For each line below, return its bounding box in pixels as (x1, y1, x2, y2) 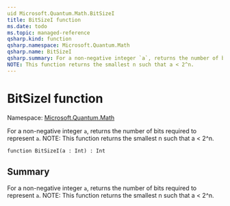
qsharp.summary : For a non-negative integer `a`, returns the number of (7, 55, 219, 62)
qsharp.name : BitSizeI (7, 49, 72, 56)
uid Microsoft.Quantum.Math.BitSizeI (7, 10, 115, 17)
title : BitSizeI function (7, 16, 81, 23)
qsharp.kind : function (7, 36, 72, 43)
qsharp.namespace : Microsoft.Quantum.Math (7, 42, 130, 49)
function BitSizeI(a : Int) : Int (7, 147, 106, 154)
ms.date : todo (7, 23, 48, 30)
